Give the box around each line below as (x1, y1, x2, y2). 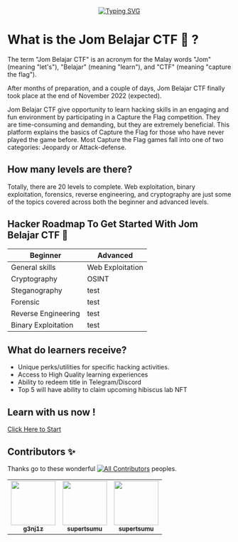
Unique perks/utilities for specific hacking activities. (17, 363, 170, 372)
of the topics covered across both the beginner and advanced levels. (7, 197, 210, 206)
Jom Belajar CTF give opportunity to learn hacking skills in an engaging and (7, 105, 229, 114)
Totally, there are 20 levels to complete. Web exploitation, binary (7, 182, 195, 191)
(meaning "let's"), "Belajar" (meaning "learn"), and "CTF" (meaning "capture (7, 63, 232, 71)
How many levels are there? (7, 163, 133, 175)
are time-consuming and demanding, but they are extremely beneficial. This (7, 120, 229, 129)
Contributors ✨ (7, 445, 76, 457)
